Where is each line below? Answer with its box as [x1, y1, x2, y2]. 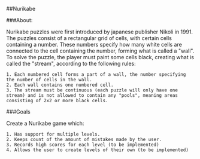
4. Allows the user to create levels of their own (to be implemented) [6, 147, 189, 153]
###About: [6, 17, 33, 23]
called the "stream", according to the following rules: [6, 60, 136, 67]
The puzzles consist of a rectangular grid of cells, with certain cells [6, 35, 172, 41]
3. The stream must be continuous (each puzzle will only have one [6, 87, 178, 93]
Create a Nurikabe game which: [6, 120, 84, 127]
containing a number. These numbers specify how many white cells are [6, 41, 183, 48]
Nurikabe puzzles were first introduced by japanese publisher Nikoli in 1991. [6, 28, 193, 35]
